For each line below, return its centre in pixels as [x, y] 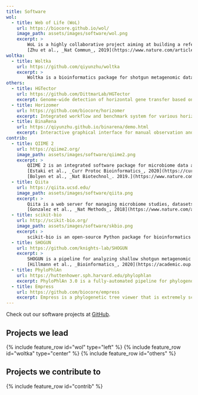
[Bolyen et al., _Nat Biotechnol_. [71, 177]
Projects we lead [37, 333]
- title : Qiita [30, 182]
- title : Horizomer [35, 105]
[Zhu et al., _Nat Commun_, [62, 50]
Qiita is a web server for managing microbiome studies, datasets [110, 204]
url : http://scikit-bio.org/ [52, 221]
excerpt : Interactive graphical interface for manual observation [100, 133]
